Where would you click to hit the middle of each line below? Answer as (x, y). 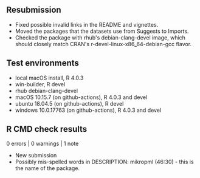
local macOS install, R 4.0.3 (49, 78)
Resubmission (34, 10)
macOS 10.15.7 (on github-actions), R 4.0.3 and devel (81, 97)
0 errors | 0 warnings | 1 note (43, 144)
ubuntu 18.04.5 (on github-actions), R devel (69, 103)
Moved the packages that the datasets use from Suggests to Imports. (102, 31)
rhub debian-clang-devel (46, 91)
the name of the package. (47, 168)
